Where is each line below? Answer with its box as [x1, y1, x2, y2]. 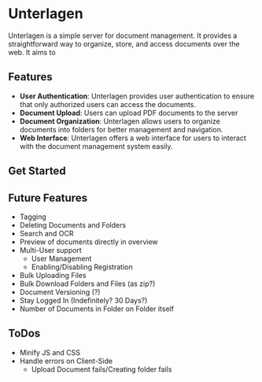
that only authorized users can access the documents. [19, 99, 197, 109]
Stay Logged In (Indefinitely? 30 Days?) [19, 295, 148, 305]
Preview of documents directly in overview [19, 237, 159, 247]
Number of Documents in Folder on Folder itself [19, 304, 175, 313]
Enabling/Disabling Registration [31, 261, 133, 272]
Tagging [19, 212, 47, 221]
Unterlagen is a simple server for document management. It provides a [8, 31, 238, 40]
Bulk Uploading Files [19, 270, 87, 280]
